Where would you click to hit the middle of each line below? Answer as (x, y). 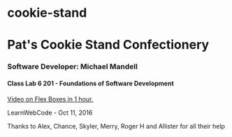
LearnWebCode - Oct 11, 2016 (50, 113)
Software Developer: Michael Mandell (73, 66)
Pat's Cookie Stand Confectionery (108, 45)
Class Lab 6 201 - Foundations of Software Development (91, 83)
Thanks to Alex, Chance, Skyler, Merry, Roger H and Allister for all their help (116, 126)
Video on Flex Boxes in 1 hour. (50, 99)
